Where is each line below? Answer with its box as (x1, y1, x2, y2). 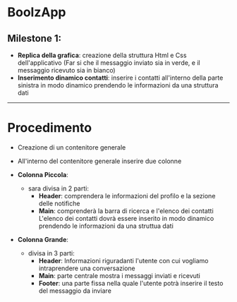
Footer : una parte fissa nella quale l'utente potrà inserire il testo (38, 279, 224, 287)
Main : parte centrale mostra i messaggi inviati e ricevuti (38, 271, 201, 279)
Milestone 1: (7, 32, 62, 44)
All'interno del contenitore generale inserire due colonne (17, 157, 182, 165)
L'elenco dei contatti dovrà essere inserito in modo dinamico (38, 214, 214, 222)
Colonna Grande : (17, 235, 69, 243)
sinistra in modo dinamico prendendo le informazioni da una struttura (17, 81, 219, 89)
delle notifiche (38, 199, 80, 207)
